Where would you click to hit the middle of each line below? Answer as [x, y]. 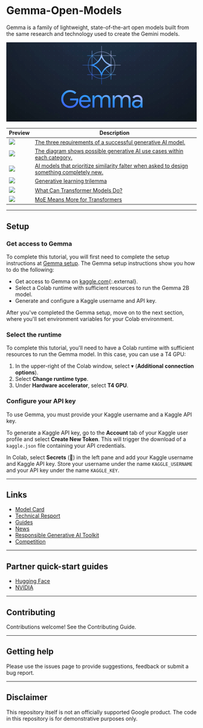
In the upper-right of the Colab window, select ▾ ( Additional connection [105, 366]
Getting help [30, 652]
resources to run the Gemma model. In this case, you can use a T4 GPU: [96, 354]
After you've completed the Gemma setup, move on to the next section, [95, 312]
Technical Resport [37, 516]
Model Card [30, 510]
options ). [27, 372]
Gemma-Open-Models [64, 11]
